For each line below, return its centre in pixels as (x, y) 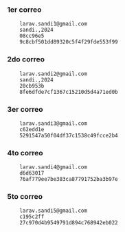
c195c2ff (32, 217)
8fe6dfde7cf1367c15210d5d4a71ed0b (69, 92)
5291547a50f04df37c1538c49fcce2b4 (69, 135)
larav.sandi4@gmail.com (54, 167)
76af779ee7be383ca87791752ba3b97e (69, 180)
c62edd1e (32, 129)
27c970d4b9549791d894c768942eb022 (69, 223)
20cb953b (32, 86)
